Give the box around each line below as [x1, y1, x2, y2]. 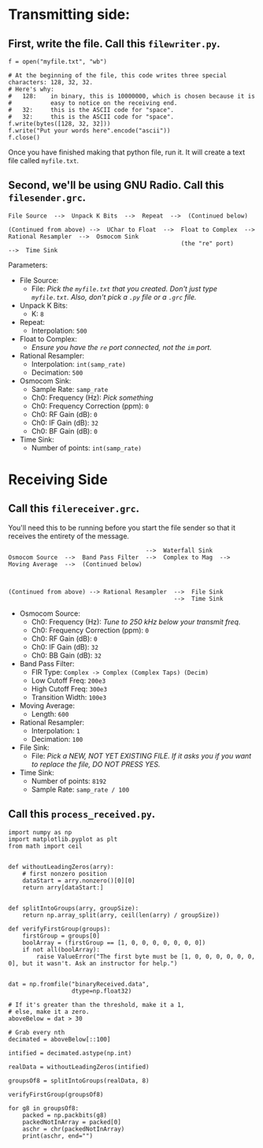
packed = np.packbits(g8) [22, 1111, 108, 1119]
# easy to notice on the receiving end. [8, 99, 178, 107]
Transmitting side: [8, 6, 131, 24]
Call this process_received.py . [8, 807, 156, 821]
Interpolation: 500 [31, 326, 88, 335]
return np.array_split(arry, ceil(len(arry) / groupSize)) [22, 911, 220, 919]
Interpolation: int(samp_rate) [31, 359, 126, 368]
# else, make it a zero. [8, 1008, 90, 1016]
